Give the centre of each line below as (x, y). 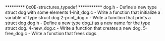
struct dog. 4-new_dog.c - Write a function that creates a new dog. (74, 28)
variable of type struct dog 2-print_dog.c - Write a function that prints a (78, 18)
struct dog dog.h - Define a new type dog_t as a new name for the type (78, 23)
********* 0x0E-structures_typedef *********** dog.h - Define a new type (81, 7)
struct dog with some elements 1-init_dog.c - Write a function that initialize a (83, 12)
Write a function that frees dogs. (64, 33)
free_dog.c (16, 33)
